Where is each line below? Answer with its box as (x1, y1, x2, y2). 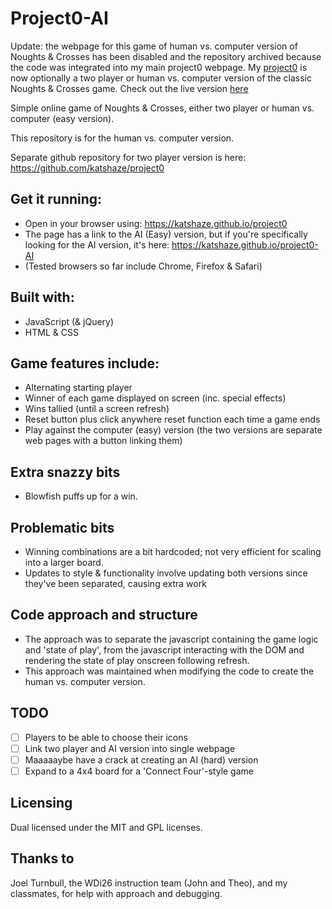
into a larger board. (24, 557, 104, 568)
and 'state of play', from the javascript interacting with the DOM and (24, 643, 305, 656)
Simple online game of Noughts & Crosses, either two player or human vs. (10, 102, 315, 114)
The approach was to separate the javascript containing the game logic (24, 633, 319, 645)
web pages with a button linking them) (24, 435, 183, 447)
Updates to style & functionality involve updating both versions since (24, 567, 308, 579)
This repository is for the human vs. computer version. (10, 132, 235, 144)
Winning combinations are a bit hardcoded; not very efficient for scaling (24, 546, 322, 557)
